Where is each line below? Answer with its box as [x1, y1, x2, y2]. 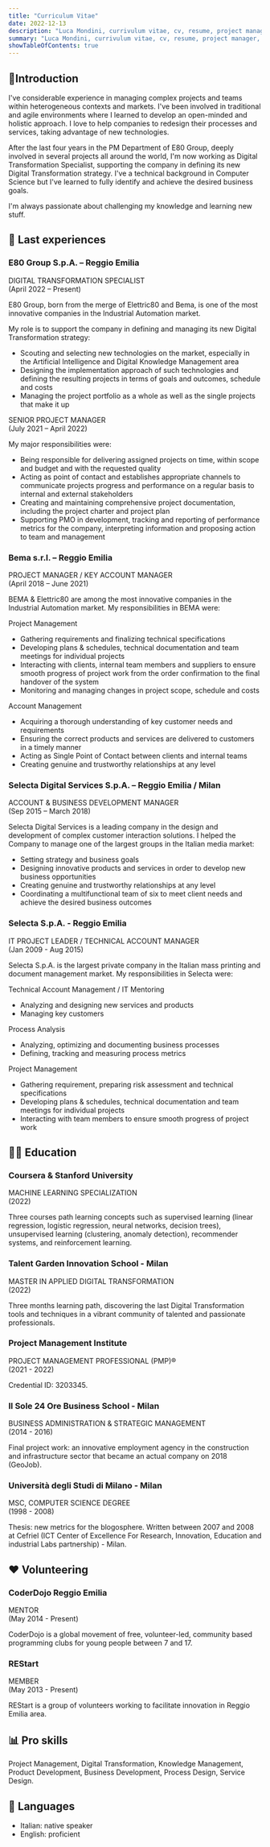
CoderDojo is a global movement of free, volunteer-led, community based [8, 1630, 253, 1639]
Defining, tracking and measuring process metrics [19, 1048, 186, 1058]
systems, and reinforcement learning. [8, 1238, 133, 1248]
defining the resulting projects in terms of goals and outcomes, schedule [19, 374, 261, 383]
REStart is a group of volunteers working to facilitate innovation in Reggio [8, 1700, 251, 1710]
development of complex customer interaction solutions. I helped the [8, 830, 236, 840]
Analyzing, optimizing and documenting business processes [19, 1040, 220, 1050]
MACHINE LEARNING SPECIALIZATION [8, 1188, 138, 1198]
